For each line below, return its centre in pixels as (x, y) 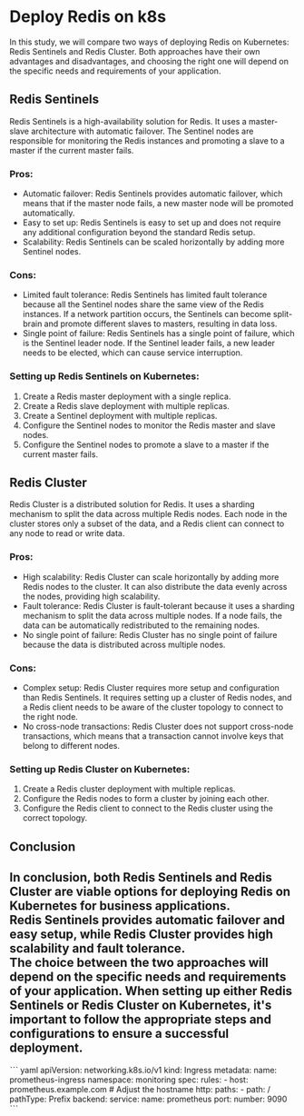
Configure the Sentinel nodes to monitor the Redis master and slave (149, 425)
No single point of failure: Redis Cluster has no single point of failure (150, 634)
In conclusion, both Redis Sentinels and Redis (141, 877)
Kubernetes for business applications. (120, 906)
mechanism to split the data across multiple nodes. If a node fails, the (152, 615)
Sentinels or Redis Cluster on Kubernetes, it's (141, 1006)
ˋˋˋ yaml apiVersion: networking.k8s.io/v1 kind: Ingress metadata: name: (143, 1070)
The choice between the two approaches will (139, 963)
